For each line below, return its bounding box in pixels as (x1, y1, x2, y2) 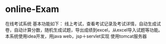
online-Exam (5, 3, 59, 15)
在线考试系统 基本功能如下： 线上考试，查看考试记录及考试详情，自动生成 (5, 20, 156, 26)
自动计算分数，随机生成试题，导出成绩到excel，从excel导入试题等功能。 (13, 26, 163, 33)
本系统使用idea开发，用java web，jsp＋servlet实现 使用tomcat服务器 (5, 33, 147, 39)
